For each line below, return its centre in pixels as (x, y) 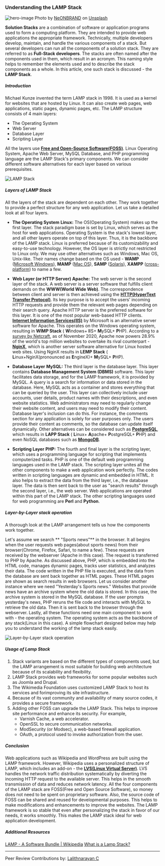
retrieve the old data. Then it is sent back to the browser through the (74, 607)
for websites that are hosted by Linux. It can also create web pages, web (79, 103)
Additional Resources (27, 832)
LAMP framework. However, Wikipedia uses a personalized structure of (77, 763)
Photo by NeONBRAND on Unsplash (71, 18)
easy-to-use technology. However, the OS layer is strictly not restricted (84, 248)
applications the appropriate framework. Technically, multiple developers (79, 38)
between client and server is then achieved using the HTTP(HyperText (84, 295)
